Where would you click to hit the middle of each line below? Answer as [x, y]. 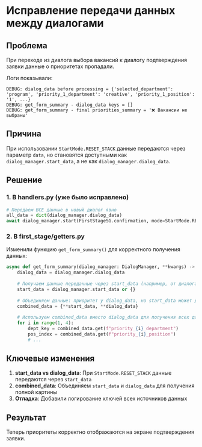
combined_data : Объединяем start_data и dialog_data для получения [105, 386]
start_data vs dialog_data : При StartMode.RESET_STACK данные [93, 373]
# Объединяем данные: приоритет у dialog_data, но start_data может [105, 301]
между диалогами [55, 23]
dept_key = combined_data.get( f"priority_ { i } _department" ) [103, 329]
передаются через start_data [53, 380]
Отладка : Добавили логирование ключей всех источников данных [101, 399]
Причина [24, 134]
